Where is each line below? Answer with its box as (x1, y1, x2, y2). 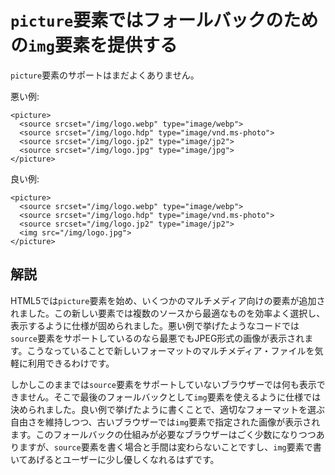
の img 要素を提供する (10, 34, 178, 57)
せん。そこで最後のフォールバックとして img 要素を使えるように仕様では (27, 391, 322, 403)
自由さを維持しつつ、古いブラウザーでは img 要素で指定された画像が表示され (10, 416, 321, 428)
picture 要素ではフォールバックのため (10, 9, 319, 32)
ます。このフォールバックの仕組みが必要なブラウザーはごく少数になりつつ (10, 428, 317, 440)
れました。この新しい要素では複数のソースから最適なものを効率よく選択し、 (10, 307, 326, 319)
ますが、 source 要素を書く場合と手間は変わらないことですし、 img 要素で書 (18, 441, 322, 453)
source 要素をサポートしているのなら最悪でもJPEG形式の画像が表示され (10, 332, 305, 344)
